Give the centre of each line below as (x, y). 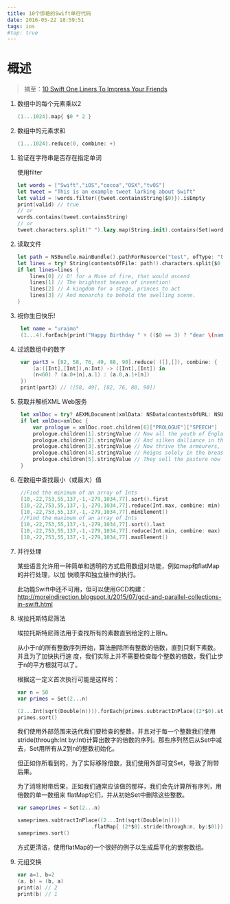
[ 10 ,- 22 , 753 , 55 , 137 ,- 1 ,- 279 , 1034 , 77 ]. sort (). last (93, 525)
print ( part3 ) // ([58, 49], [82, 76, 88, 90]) (88, 388)
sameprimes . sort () (43, 833)
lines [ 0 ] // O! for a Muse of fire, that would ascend (110, 276)
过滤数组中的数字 (41, 349)
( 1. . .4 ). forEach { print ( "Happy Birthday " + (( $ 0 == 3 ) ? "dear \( (117, 335)
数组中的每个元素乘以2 (49, 104)
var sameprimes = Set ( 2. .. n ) (59, 808)
